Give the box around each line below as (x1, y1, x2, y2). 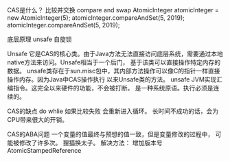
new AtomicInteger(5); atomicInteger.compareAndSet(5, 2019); (7, 14, 185, 22)
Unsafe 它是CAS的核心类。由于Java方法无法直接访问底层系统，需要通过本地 (7, 50, 223, 58)
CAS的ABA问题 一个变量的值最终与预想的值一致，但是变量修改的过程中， (7, 130, 214, 138)
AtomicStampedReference (7, 147, 82, 154)
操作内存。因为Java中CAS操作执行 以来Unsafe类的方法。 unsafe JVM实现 (7, 75, 217, 84)
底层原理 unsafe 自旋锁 (7, 35, 72, 43)
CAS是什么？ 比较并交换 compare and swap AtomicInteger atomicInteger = (7, 6, 220, 14)
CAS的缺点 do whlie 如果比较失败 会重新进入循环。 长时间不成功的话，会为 (7, 107, 218, 115)
